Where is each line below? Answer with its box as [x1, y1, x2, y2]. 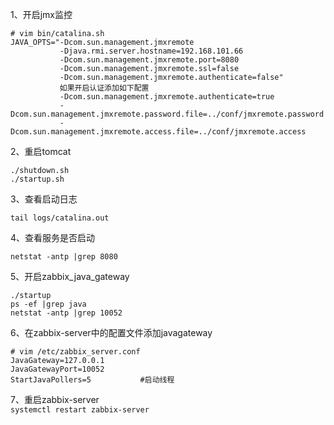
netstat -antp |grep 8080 [10, 252, 118, 262]
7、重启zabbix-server [10, 394, 100, 405]
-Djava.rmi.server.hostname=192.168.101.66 [59, 46, 244, 56]
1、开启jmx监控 [10, 9, 73, 20]
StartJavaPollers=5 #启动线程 [10, 375, 175, 385]
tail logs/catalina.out [10, 213, 110, 223]
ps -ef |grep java [10, 299, 87, 309]
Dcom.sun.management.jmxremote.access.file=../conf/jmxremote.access [10, 127, 307, 137]
